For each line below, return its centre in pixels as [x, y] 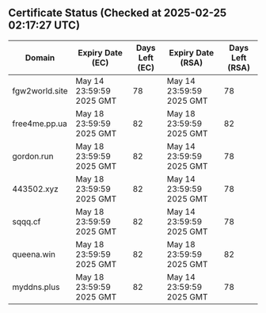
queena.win [34, 254]
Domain [40, 57]
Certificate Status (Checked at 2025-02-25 [118, 13]
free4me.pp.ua [40, 124]
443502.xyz [36, 189]
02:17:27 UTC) [44, 26]
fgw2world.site [40, 90]
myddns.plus [36, 287]
